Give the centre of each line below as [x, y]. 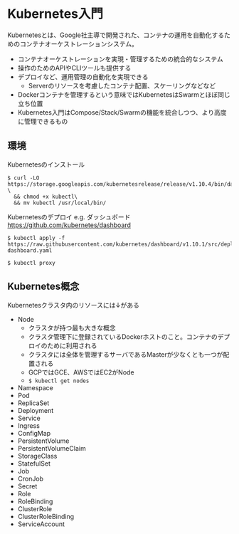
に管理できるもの [43, 121]
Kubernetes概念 [43, 287]
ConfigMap [34, 433]
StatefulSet [34, 464]
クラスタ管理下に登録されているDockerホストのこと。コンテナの [123, 336]
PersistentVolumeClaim [52, 448]
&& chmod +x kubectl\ [46, 197]
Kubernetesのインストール [46, 164]
